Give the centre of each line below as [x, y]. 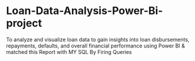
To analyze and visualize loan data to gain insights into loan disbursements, [98, 39]
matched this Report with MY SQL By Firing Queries [69, 52]
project [24, 23]
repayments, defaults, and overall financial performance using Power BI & [95, 46]
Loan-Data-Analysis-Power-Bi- [85, 11]
